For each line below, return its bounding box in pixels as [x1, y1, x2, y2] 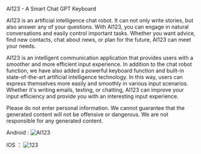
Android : [6, 129, 29, 136]
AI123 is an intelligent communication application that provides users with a [6, 54, 194, 61]
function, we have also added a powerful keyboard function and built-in [6, 67, 184, 74]
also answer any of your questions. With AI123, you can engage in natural [6, 24, 189, 30]
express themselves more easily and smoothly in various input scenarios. [6, 80, 188, 87]
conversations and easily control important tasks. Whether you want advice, [6, 30, 196, 37]
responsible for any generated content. [6, 117, 104, 124]
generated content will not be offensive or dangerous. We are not [6, 111, 169, 118]
